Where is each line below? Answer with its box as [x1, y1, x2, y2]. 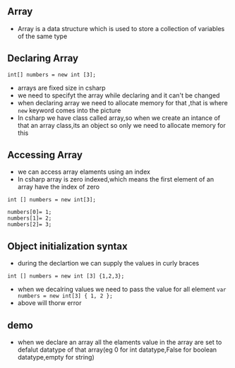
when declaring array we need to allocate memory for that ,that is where [17, 98, 228, 107]
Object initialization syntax [7, 240, 128, 252]
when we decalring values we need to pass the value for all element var [17, 285, 227, 294]
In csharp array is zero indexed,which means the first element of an [17, 175, 214, 184]
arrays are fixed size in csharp [17, 83, 106, 92]
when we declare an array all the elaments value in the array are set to [17, 338, 222, 347]
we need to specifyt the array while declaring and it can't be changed [17, 91, 220, 100]
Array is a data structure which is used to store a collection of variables [17, 24, 225, 32]
